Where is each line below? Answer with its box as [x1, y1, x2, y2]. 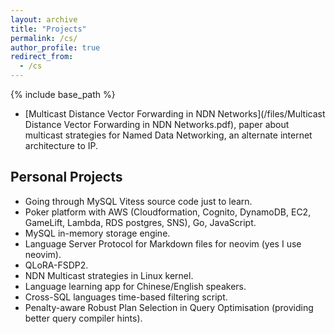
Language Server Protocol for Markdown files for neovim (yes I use [24, 237, 302, 250]
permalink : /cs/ [10, 33, 78, 43]
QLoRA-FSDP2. [24, 259, 89, 271]
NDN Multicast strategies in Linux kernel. [24, 269, 194, 281]
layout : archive [10, 14, 78, 25]
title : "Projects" [10, 24, 87, 34]
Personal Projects [10, 169, 123, 186]
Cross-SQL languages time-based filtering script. [24, 291, 228, 303]
